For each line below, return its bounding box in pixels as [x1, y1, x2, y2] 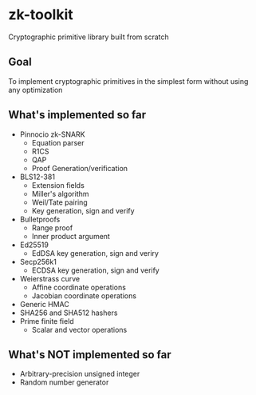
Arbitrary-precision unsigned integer [19, 369, 140, 379]
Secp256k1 [19, 257, 57, 266]
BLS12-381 [19, 172, 56, 182]
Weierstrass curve [19, 273, 81, 283]
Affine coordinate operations [31, 282, 126, 292]
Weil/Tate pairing [31, 197, 88, 207]
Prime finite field [19, 316, 74, 325]
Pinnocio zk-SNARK [19, 130, 85, 139]
